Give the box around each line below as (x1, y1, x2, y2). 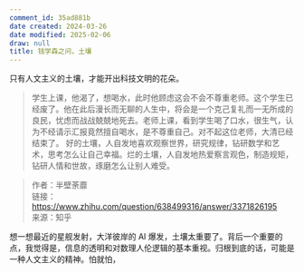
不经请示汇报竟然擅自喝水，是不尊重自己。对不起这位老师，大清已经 (39, 126, 294, 137)
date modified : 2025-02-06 (9, 30, 111, 39)
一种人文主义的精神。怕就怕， (9, 254, 120, 265)
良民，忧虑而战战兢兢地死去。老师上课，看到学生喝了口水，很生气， (31, 115, 286, 126)
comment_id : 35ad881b (9, 13, 91, 23)
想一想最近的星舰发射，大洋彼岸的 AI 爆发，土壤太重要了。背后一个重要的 (9, 231, 283, 242)
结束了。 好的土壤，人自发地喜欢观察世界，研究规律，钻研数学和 (31, 138, 272, 149)
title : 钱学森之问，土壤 (9, 47, 92, 56)
